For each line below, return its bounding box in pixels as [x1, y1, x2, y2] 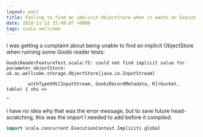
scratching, [6, 114, 34, 121]
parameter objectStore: [6, 65, 66, 72]
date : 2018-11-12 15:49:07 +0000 [6, 20, 91, 26]
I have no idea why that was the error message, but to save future [6, 108, 170, 115]
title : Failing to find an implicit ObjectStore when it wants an [6, 14, 177, 20]
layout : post [6, 8, 39, 15]
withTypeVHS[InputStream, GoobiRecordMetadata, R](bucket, [28, 81, 180, 87]
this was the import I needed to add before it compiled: [35, 114, 172, 121]
